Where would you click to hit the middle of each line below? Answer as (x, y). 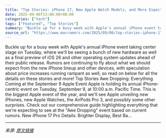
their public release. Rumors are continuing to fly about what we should (78, 63)
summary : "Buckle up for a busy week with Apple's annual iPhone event (80, 28)
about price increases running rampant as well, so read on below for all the (81, 73)
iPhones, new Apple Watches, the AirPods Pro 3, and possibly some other (80, 100)
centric (12, 89)
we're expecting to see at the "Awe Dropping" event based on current (76, 110)
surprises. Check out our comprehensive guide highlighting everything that (82, 105)
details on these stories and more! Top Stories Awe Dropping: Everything (79, 78)
